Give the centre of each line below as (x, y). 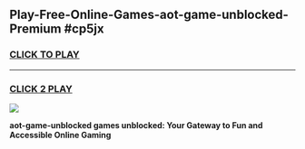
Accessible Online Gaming (60, 135)
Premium (35, 29)
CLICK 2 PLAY (41, 88)
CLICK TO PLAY (44, 55)
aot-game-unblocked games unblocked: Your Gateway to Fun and (136, 125)
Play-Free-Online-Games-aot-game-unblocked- (149, 15)
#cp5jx (84, 29)
